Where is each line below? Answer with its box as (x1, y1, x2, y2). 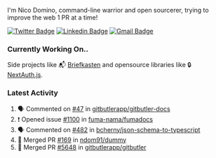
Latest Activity (7, 88, 58, 98)
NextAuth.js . (7, 71, 43, 79)
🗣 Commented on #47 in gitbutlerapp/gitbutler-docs (17, 104, 170, 113)
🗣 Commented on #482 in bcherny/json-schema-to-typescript (17, 125, 201, 134)
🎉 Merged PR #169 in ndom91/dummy (17, 136, 127, 144)
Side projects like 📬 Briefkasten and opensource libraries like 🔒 (7, 61, 191, 69)
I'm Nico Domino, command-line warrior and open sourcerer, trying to (7, 6, 209, 14)
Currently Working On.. (7, 44, 89, 54)
